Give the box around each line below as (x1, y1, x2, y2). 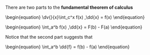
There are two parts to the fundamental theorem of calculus (5, 5, 133, 10)
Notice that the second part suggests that (5, 34, 93, 40)
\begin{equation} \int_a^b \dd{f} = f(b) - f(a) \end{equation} (5, 44, 130, 50)
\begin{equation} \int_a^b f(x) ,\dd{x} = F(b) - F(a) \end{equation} (5, 24, 142, 30)
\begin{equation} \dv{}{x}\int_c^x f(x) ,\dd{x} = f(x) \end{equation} (5, 14, 145, 20)
